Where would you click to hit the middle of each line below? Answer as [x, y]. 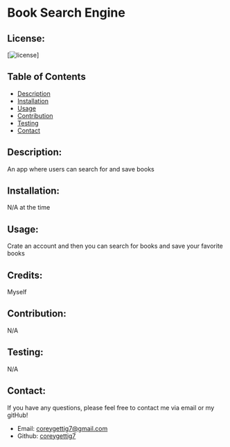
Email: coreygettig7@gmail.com [62, 428]
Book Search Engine [67, 13]
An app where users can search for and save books [81, 169]
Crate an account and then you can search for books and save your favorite [115, 246]
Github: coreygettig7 [46, 436]
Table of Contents [47, 77]
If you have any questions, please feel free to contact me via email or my [111, 407]
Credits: [25, 275]
